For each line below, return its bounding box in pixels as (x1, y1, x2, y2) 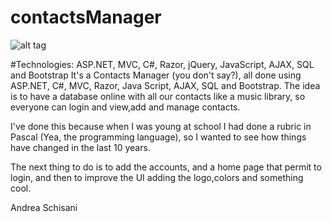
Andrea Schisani (10, 201, 78, 213)
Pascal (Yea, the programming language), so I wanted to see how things (10, 131, 307, 143)
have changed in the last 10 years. (10, 141, 151, 153)
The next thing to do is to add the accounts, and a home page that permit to (10, 161, 322, 173)
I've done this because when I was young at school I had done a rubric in (10, 120, 312, 132)
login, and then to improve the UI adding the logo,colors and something (10, 171, 304, 183)
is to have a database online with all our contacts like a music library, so (10, 90, 306, 102)
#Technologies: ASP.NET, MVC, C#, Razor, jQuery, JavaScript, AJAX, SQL (10, 58, 315, 70)
